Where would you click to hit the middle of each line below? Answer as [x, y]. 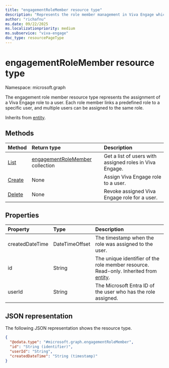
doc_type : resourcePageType [35, 38]
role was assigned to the [124, 244]
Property [19, 229]
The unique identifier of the [128, 258]
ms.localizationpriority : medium [40, 29]
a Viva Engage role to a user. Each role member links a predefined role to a [82, 102]
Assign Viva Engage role [133, 176]
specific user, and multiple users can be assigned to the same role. [75, 108]
